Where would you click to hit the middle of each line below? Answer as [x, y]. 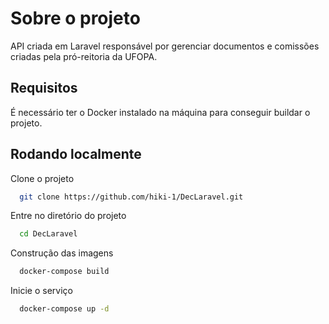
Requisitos [44, 88]
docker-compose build [64, 272]
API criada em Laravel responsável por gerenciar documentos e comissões [165, 46]
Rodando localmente [76, 154]
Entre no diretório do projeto [68, 216]
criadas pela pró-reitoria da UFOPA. [84, 56]
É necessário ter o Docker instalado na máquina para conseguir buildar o [160, 112]
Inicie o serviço [41, 291]
